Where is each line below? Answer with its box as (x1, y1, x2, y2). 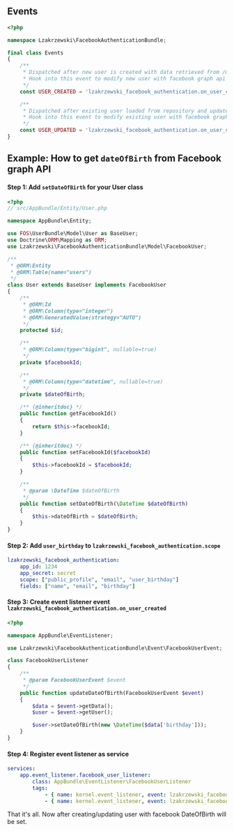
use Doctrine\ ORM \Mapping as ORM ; (7, 237, 108, 244)
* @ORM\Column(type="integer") (22, 307, 114, 315)
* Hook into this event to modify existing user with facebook (22, 114, 210, 121)
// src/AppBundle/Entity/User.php (7, 205, 108, 212)
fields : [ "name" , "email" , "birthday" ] (19, 583, 136, 590)
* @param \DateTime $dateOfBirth (22, 487, 120, 494)
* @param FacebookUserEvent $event (22, 677, 127, 684)
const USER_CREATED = (19, 88, 82, 95)
